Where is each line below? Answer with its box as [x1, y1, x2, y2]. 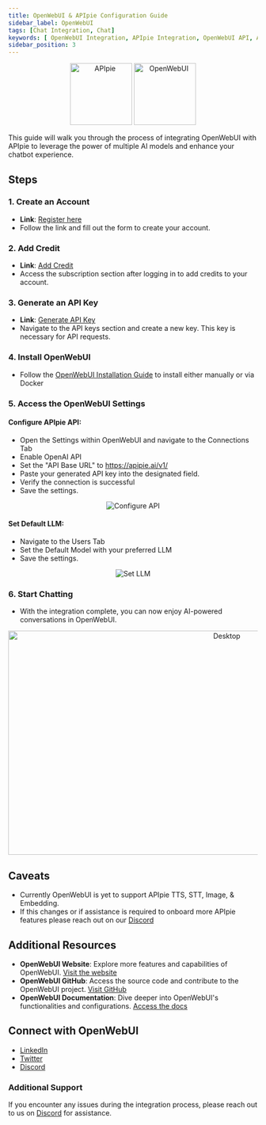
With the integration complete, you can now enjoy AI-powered [19, 606, 223, 616]
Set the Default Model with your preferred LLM [19, 545, 173, 555]
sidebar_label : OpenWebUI [8, 19, 93, 27]
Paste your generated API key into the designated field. [19, 469, 200, 478]
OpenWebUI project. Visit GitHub [19, 984, 127, 994]
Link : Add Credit [19, 260, 74, 270]
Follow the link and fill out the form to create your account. [19, 222, 211, 232]
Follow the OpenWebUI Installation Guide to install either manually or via [19, 370, 255, 379]
